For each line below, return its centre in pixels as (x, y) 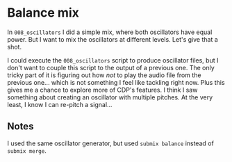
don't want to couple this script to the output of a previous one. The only (111, 67)
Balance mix (43, 13)
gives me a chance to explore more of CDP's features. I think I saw (102, 90)
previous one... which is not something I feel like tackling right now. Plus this (116, 82)
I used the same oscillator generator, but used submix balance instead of (110, 143)
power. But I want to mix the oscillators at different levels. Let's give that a (113, 39)
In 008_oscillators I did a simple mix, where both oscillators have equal (110, 32)
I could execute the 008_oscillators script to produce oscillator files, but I (113, 60)
